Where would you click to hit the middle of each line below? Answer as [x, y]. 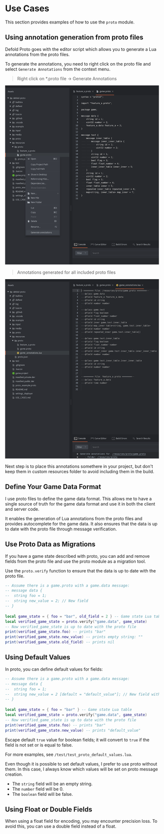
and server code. [22, 509]
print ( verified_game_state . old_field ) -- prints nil [60, 642]
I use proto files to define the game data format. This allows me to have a [79, 499]
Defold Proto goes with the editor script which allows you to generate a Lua [81, 49]
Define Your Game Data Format [53, 487]
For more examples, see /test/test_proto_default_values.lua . [69, 754]
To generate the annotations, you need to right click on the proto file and [78, 64]
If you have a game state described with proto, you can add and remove [77, 556]
